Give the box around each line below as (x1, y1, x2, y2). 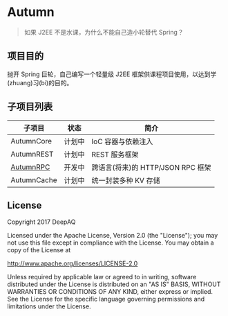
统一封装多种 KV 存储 (91, 175, 160, 185)
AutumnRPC (10, 162, 50, 172)
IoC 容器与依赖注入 (91, 137, 153, 146)
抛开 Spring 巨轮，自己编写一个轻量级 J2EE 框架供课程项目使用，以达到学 (7, 70, 217, 78)
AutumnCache (10, 175, 57, 184)
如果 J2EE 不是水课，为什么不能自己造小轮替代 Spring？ (23, 28, 184, 36)
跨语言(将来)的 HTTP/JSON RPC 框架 (91, 162, 212, 172)
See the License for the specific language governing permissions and (7, 295, 205, 304)
